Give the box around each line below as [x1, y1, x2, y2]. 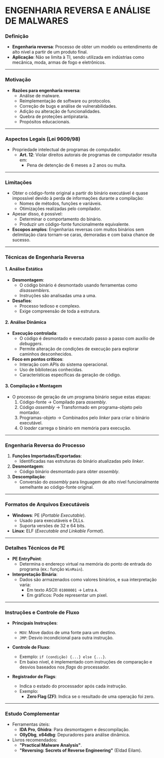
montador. [19, 409, 41, 415]
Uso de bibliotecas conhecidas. [19, 366, 83, 372]
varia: [19, 582, 31, 588]
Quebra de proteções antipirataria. [19, 113, 89, 119]
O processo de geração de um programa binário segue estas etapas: [12, 394, 151, 400]
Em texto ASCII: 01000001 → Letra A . [26, 587, 99, 592]
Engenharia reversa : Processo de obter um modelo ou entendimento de [12, 44, 158, 50]
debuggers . [19, 340, 43, 346]
